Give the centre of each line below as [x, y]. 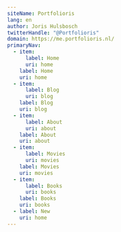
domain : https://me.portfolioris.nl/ [61, 39]
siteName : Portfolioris [41, 13]
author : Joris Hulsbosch [42, 26]
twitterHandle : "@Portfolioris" [53, 33]
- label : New [32, 211]
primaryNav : [24, 45]
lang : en [19, 20]
